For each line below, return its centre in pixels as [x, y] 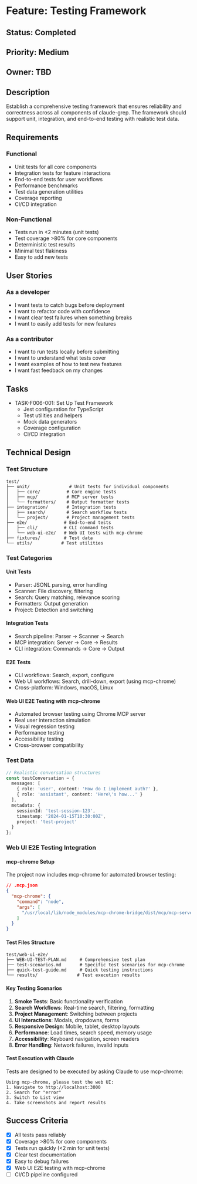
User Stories [29, 275]
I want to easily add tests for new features [65, 323]
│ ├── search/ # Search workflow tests [67, 512]
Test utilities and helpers [53, 415]
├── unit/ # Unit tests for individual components [87, 486]
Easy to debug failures [42, 1161]
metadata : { [26, 805]
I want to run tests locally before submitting [67, 352]
